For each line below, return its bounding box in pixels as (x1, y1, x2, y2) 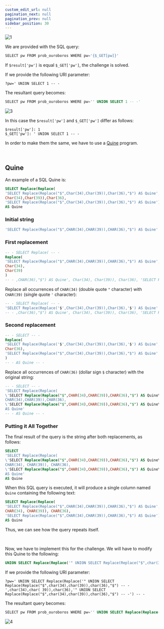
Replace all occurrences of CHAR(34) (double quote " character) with (5, 286, 143, 292)
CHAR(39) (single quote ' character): (5, 291, 77, 297)
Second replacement (5, 322, 56, 329)
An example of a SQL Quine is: (5, 177, 66, 183)
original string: (5, 374, 34, 380)
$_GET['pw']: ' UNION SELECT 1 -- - (5, 131, 80, 136)
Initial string (5, 216, 34, 223)
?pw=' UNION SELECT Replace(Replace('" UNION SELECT (5, 578, 115, 584)
